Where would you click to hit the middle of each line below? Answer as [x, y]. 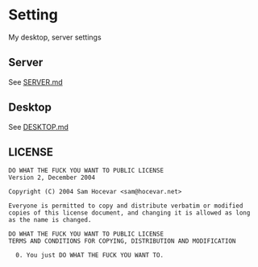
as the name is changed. [50, 220]
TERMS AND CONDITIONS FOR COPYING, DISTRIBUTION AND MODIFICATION [122, 241]
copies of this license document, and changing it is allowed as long [129, 213]
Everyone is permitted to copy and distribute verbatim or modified [126, 206]
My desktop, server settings [55, 37]
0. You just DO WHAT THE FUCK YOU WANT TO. [89, 256]
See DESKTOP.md [38, 127]
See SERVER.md [35, 81]
